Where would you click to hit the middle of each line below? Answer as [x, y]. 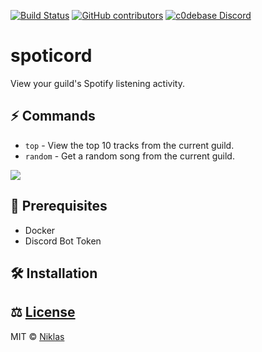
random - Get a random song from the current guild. [129, 156]
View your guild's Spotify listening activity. [97, 83]
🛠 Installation [54, 273]
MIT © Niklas [37, 336]
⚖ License [43, 312]
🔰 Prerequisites [59, 206]
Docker [40, 230]
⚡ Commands [53, 116]
